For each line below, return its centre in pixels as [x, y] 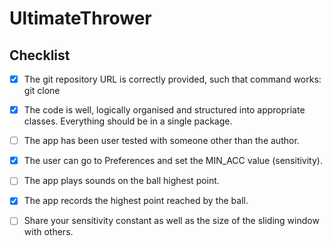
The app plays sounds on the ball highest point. [121, 181]
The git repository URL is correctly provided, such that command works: [172, 79]
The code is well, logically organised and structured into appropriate [164, 110]
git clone [42, 91]
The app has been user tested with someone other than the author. [161, 141]
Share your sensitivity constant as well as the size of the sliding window [171, 221]
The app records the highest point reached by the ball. [136, 201]
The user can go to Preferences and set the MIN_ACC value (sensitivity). [173, 161]
